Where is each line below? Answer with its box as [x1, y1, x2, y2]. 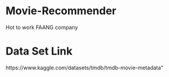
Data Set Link [5, 44, 73, 58]
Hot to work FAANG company [5, 24, 78, 31]
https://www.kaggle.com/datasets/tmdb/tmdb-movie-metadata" [5, 64, 164, 71]
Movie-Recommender [5, 4, 117, 18]
